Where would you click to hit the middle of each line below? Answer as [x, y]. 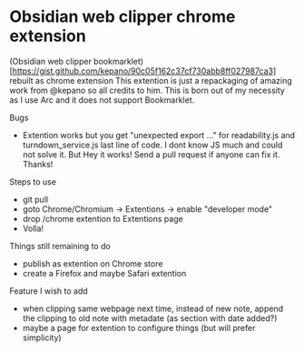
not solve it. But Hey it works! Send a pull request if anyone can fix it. [151, 154]
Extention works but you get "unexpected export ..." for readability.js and [159, 135]
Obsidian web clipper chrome [123, 17]
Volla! [33, 228]
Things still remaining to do [60, 246]
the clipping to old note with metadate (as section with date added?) [150, 318]
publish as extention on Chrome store [93, 263]
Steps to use [33, 181]
